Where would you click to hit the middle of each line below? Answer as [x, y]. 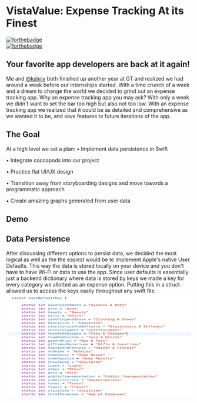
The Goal [23, 134]
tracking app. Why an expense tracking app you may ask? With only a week [98, 97]
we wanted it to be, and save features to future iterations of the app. [89, 116]
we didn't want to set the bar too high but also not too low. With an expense [98, 104]
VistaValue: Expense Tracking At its [95, 11]
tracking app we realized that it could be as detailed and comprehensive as [97, 109]
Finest [22, 23]
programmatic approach [35, 189]
